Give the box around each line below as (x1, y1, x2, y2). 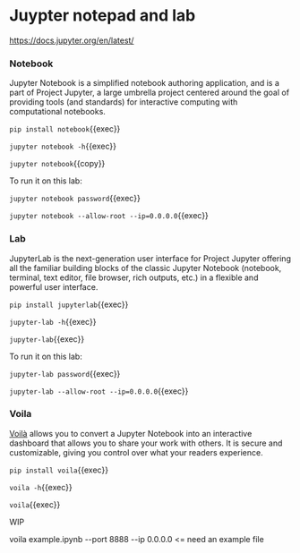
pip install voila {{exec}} (9, 464, 109, 475)
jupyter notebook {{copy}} (9, 158, 106, 169)
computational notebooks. (9, 106, 106, 117)
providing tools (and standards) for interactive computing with (9, 97, 238, 107)
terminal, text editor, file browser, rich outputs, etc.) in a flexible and (9, 272, 259, 283)
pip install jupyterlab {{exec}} (9, 299, 129, 310)
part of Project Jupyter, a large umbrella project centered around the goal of (9, 87, 289, 98)
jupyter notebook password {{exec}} (9, 193, 141, 204)
